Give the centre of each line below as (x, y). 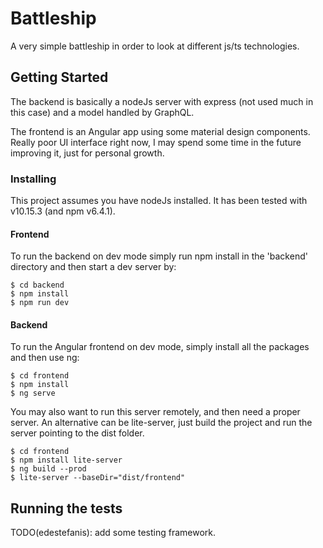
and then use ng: (45, 358)
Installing (33, 179)
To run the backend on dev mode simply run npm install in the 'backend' (159, 256)
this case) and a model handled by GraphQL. (102, 112)
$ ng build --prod (48, 469)
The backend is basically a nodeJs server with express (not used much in (162, 101)
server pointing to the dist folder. (77, 433)
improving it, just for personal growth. (87, 153)
